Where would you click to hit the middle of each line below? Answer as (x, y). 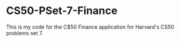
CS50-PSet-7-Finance (62, 11)
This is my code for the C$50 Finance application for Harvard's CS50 (90, 27)
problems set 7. (24, 33)
